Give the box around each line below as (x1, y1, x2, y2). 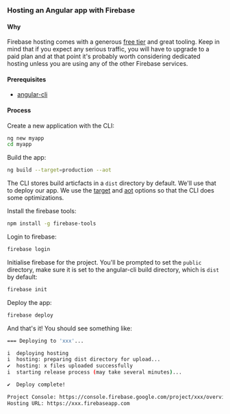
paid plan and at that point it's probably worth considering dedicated (7, 52, 201, 60)
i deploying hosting (7, 350, 69, 356)
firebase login (7, 246, 51, 253)
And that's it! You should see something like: (7, 324, 132, 332)
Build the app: (7, 154, 47, 162)
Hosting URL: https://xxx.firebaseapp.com (7, 400, 130, 406)
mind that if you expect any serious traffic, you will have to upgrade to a (7, 45, 210, 53)
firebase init (7, 286, 48, 293)
